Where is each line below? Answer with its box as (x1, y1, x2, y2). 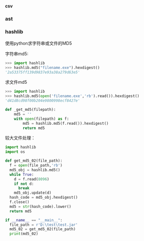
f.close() (9, 200, 29, 205)
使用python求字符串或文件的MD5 (5, 40, 72, 46)
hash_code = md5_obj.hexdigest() (9, 195, 78, 200)
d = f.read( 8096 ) (14, 176, 50, 181)
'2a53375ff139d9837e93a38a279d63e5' (5, 69, 80, 75)
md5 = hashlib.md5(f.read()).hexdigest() (23, 121, 109, 126)
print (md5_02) (9, 231, 38, 237)
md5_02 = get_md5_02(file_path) (9, 227, 76, 232)
